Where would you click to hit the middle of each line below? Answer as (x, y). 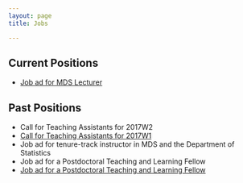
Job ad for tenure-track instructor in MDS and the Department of (127, 144)
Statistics (35, 153)
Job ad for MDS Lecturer (61, 82)
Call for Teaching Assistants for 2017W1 (86, 136)
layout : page (30, 16)
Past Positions (45, 108)
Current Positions (54, 62)
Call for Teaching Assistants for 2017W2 (86, 127)
